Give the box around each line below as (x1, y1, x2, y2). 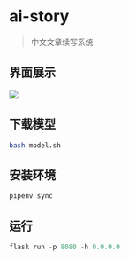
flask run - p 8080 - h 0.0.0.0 (9, 242, 121, 251)
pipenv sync (9, 192, 53, 201)
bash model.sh (9, 140, 62, 150)
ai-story (9, 6, 70, 27)
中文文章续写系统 (30, 36, 94, 47)
